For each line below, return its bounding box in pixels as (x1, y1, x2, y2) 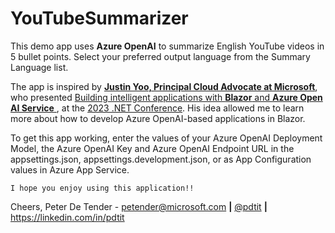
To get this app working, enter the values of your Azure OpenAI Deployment (10, 132, 323, 144)
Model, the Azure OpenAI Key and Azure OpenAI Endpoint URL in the (10, 142, 295, 154)
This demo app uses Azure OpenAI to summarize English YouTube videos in (10, 40, 325, 52)
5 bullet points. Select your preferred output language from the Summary (10, 50, 311, 62)
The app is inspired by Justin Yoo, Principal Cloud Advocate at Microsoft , (10, 80, 318, 92)
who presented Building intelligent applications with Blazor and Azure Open (10, 91, 323, 103)
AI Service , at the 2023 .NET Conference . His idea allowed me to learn (10, 102, 305, 114)
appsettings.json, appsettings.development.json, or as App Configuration (10, 153, 312, 165)
